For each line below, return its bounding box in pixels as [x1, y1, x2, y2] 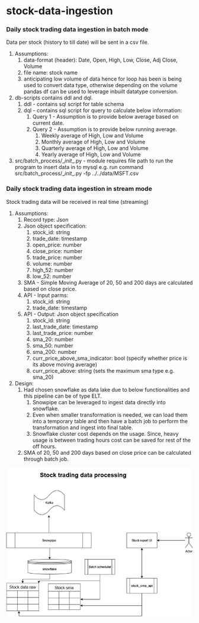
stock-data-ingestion [6, 4, 114, 18]
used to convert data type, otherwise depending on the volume [23, 82, 178, 89]
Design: [14, 379, 34, 386]
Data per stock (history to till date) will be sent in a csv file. [6, 39, 149, 46]
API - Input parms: [23, 292, 69, 299]
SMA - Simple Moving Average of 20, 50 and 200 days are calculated [23, 279, 193, 286]
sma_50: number [32, 342, 73, 349]
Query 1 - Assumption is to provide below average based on [32, 113, 179, 120]
